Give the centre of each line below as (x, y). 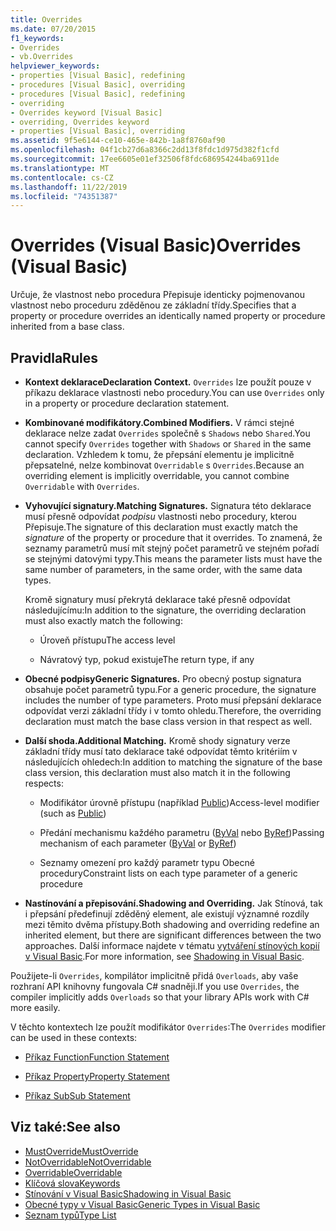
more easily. (35, 1007)
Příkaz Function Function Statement (97, 1057)
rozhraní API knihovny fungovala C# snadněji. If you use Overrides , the (155, 986)
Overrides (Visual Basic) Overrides (156, 245)
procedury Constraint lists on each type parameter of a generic (168, 873)
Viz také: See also (65, 1127)
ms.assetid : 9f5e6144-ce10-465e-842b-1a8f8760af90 (118, 141)
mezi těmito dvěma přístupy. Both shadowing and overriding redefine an (172, 924)
